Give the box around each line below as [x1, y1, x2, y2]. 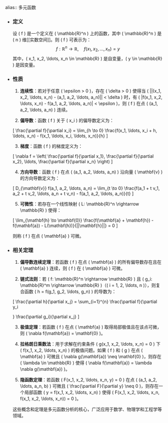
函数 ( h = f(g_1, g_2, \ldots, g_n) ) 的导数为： [24, 288, 116, 295]
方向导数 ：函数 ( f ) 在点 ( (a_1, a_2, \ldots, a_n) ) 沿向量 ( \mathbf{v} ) [20, 169, 163, 175]
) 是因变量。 [12, 62, 38, 68]
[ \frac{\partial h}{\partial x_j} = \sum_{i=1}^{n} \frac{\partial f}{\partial [12, 298, 157, 305]
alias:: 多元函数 [5, 5, 36, 10]
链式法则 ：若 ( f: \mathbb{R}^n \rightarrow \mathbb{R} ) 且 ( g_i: [20, 276, 152, 282]
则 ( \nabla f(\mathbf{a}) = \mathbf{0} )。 [20, 331, 106, 337]
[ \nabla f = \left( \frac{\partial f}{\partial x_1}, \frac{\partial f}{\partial [12, 153, 154, 159]
